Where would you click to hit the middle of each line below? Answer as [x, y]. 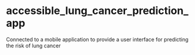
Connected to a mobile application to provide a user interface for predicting [97, 39]
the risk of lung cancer [33, 46]
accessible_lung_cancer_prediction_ [97, 11]
